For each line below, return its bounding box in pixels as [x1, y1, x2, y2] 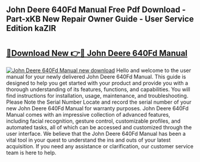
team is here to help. [6, 149, 57, 156]
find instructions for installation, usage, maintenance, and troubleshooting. [6, 92, 189, 99]
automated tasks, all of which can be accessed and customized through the [6, 124, 192, 130]
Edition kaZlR [6, 23, 57, 33]
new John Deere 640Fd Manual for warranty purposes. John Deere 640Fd [6, 105, 189, 112]
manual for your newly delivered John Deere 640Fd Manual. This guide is [6, 73, 186, 80]
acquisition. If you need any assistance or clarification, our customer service [6, 143, 194, 149]
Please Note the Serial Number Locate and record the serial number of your [6, 98, 192, 105]
